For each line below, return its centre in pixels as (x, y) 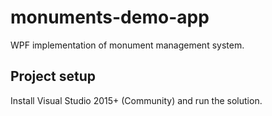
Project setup (53, 76)
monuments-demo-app (110, 17)
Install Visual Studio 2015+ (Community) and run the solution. (136, 100)
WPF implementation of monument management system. (127, 45)
